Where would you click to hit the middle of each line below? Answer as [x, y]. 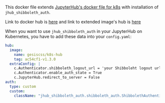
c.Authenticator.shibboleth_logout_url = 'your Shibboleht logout [83, 68]
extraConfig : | [25, 64]
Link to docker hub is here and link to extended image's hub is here [73, 22]
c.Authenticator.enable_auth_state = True [58, 73]
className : [25, 96]
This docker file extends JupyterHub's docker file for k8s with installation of [82, 7]
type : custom [23, 86]
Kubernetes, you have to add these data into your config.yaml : [68, 37]
